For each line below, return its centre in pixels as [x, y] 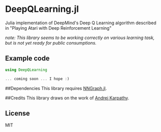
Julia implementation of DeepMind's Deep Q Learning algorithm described [81, 23]
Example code [27, 59]
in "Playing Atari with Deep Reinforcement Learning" [59, 28]
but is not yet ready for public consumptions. [51, 43]
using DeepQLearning [26, 70]
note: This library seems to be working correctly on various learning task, [80, 38]
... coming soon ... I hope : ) [37, 79]
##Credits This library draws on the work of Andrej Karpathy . [67, 98]
